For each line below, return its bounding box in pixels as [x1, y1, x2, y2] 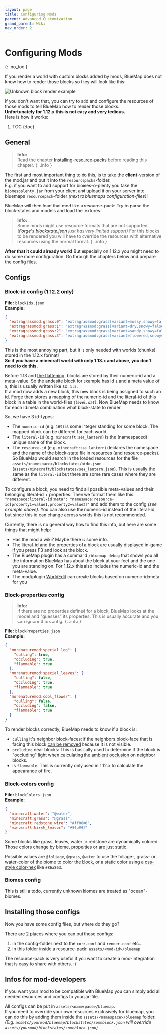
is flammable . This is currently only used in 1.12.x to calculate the [12, 762, 144, 768]
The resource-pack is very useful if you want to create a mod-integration [5, 955, 155, 961]
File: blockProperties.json [5, 628, 60, 634]
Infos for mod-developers [5, 975, 86, 984]
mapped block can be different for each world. [12, 428, 108, 434]
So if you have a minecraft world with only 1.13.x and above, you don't [5, 357, 152, 363]
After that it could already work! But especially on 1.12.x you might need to [5, 248, 159, 254]
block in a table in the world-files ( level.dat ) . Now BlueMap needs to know [5, 399, 159, 405]
